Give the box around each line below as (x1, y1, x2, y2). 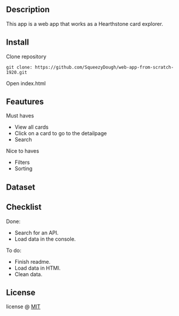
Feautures (6, 97, 44, 107)
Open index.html (6, 79, 46, 87)
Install (6, 38, 29, 48)
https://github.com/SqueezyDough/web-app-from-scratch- (35, 64, 174, 70)
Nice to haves (6, 147, 39, 154)
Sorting (14, 165, 33, 172)
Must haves (6, 112, 34, 119)
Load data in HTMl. (14, 264, 61, 271)
